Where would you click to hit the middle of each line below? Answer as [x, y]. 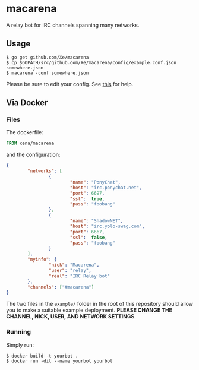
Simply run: [20, 345]
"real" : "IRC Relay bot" [79, 276]
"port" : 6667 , [87, 232]
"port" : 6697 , [87, 193]
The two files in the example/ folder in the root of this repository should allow [100, 304]
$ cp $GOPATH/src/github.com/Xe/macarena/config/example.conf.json [91, 62]
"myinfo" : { [42, 260]
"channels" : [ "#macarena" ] [61, 287]
